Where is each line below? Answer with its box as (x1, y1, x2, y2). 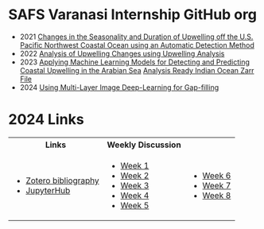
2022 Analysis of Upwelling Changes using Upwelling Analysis (19, 49, 225, 58)
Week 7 (202, 180, 231, 191)
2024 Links (8, 111, 85, 129)
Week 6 (202, 169, 231, 180)
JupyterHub (25, 184, 71, 196)
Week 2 (120, 169, 149, 180)
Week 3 (120, 180, 149, 191)
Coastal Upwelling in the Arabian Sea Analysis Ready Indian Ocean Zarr (19, 65, 254, 75)
